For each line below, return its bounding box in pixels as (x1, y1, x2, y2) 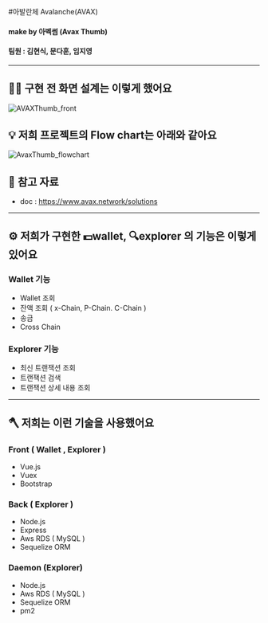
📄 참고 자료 (8, 174, 60, 189)
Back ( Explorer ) (8, 499, 74, 510)
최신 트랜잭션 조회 (19, 363, 76, 373)
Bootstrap (19, 479, 53, 488)
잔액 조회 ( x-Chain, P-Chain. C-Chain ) (19, 303, 147, 312)
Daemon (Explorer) (8, 562, 84, 574)
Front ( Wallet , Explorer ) (8, 444, 106, 455)
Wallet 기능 (8, 273, 51, 284)
